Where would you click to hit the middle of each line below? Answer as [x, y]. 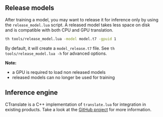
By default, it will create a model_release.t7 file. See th [60, 48]
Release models [30, 8]
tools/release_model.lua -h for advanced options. [56, 53]
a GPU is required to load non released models [59, 72]
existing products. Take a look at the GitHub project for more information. [78, 109]
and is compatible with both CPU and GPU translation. [59, 30]
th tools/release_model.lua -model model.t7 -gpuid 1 [61, 39]
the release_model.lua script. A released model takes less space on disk [78, 25]
